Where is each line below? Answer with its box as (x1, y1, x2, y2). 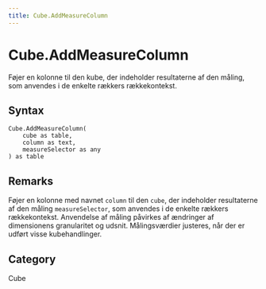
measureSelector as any (22, 146, 102, 154)
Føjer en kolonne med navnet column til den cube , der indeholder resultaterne (8, 196, 258, 205)
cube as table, (22, 132, 73, 140)
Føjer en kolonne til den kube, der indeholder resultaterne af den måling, (8, 72, 245, 82)
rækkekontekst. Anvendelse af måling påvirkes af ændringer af (8, 213, 214, 222)
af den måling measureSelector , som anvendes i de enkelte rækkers (8, 204, 229, 213)
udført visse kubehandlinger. (8, 229, 102, 239)
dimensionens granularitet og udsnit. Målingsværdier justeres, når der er (8, 221, 245, 231)
